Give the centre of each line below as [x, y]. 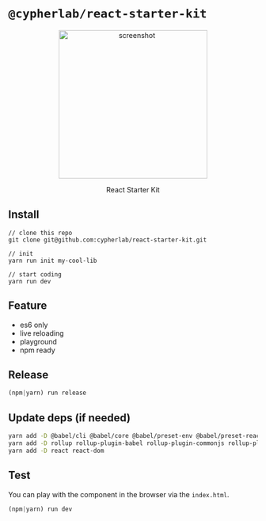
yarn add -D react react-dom [56, 451]
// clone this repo [40, 233]
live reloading [42, 333]
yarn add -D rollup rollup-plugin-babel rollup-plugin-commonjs [116, 443]
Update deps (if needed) [70, 418]
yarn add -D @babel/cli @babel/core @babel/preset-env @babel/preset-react [136, 436]
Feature [28, 306]
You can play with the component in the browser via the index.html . [119, 494]
